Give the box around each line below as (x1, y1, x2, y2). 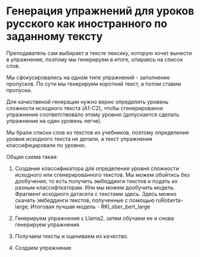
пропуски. (6, 86, 32, 93)
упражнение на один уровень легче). (6, 117, 102, 124)
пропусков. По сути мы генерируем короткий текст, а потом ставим (6, 80, 181, 87)
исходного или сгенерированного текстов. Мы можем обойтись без (14, 171, 190, 178)
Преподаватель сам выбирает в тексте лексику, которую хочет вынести (6, 49, 192, 56)
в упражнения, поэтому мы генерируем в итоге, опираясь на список (6, 56, 183, 63)
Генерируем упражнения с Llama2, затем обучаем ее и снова (14, 214, 174, 222)
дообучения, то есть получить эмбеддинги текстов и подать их (14, 177, 178, 185)
